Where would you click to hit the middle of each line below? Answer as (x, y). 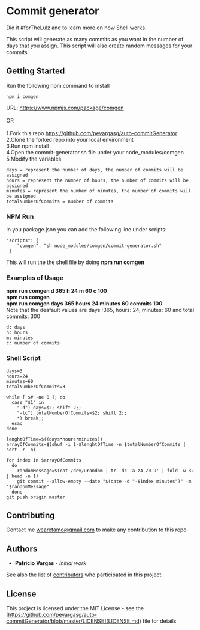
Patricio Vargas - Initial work (51, 563)
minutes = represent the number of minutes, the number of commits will (99, 191)
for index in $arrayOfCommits (44, 460)
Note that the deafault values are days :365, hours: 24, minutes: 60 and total (100, 310)
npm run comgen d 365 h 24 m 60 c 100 (57, 291)
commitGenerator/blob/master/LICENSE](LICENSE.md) (74, 621)
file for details (160, 621)
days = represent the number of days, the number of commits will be (95, 170)
